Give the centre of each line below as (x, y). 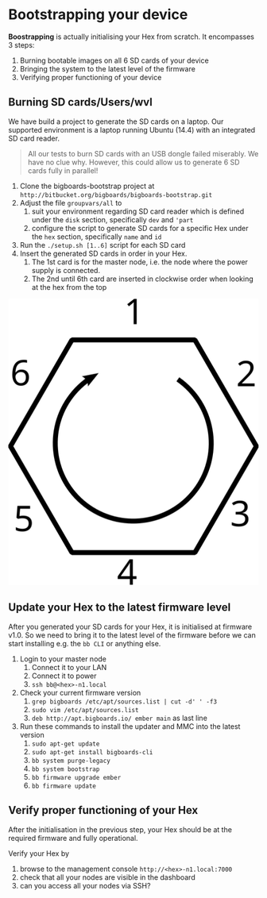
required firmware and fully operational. (73, 838)
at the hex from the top (69, 287)
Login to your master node (63, 659)
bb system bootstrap (66, 769)
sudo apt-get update (66, 744)
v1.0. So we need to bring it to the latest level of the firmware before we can (132, 635)
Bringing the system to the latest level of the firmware (108, 68)
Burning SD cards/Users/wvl (80, 102)
